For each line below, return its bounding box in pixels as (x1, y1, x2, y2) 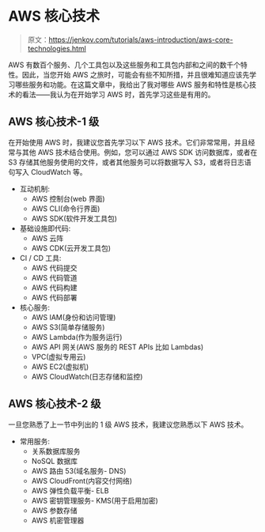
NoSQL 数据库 (31, 456, 78, 466)
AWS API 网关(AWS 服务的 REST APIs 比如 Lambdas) (31, 341, 204, 352)
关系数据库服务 (31, 446, 81, 455)
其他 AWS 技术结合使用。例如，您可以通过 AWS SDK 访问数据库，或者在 (21, 147, 258, 157)
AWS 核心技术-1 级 (8, 115, 100, 129)
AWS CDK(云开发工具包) (31, 243, 112, 253)
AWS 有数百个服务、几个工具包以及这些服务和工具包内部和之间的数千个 (8, 60, 241, 70)
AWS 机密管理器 (31, 515, 85, 525)
